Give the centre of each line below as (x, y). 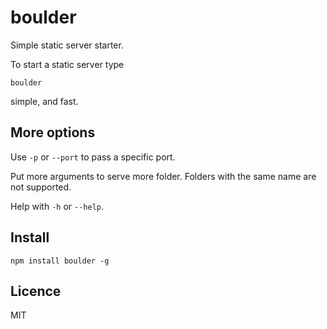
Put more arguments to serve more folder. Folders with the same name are (163, 176)
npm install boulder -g (60, 261)
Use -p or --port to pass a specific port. (93, 157)
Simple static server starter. (67, 45)
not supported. (41, 187)
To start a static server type (67, 64)
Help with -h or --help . (57, 206)
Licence (36, 291)
